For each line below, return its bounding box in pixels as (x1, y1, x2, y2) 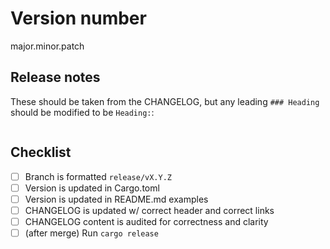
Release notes (10, 69, 101, 86)
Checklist (10, 144, 72, 161)
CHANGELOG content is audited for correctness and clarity (24, 215, 269, 227)
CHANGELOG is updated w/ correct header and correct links (24, 204, 275, 216)
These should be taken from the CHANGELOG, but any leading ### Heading (10, 95, 320, 107)
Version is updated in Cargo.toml (24, 182, 160, 194)
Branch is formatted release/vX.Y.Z (24, 170, 172, 182)
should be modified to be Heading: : (10, 106, 155, 118)
